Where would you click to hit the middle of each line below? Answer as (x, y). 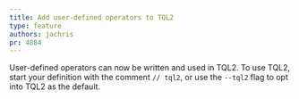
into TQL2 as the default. (55, 87)
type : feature (36, 26)
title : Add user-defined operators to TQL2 (92, 17)
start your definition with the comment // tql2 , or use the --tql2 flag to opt (149, 78)
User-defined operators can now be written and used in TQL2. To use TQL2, (150, 68)
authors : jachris (42, 34)
